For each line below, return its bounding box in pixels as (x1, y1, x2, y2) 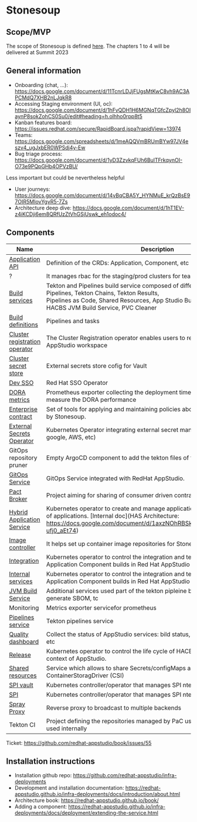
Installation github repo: (14, 772, 72, 779)
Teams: (14, 131, 33, 138)
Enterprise (9, 405, 38, 413)
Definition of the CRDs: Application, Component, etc (46, 258, 189, 267)
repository (9, 454, 38, 462)
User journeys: (14, 185, 50, 192)
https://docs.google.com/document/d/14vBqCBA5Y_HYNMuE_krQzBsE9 (14, 192, 191, 199)
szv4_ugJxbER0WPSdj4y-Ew (14, 144, 86, 151)
